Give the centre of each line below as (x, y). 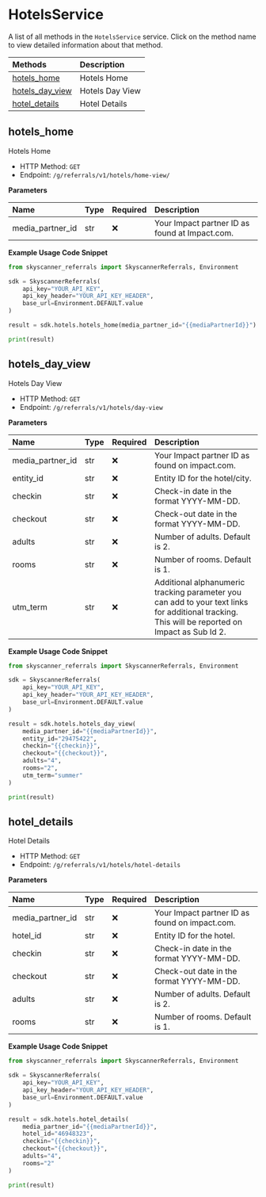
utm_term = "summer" (53, 775)
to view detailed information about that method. (86, 44)
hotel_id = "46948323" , (58, 1134)
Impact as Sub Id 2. (190, 632)
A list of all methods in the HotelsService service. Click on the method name (132, 36)
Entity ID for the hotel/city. (203, 478)
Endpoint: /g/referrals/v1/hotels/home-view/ (95, 174)
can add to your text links (201, 602)
